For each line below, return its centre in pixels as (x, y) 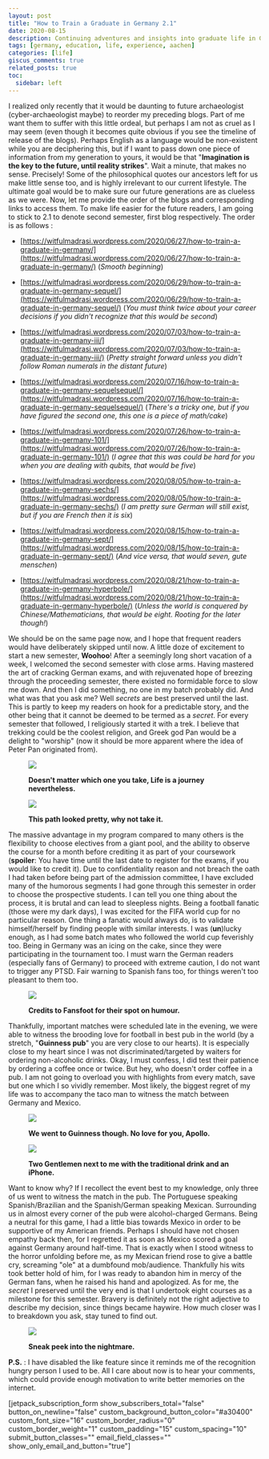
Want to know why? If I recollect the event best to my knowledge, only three (133, 1188)
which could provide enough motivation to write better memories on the (127, 1379)
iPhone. (41, 1172)
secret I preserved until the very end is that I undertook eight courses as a (130, 1290)
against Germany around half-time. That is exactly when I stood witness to (131, 1247)
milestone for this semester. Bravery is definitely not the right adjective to (129, 1298)
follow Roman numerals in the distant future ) (94, 365)
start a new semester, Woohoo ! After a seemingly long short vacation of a (130, 655)
